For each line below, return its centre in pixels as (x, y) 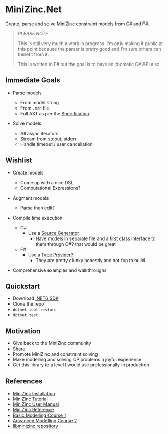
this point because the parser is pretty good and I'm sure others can (90, 49)
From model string (40, 102)
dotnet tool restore (34, 310)
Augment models (31, 198)
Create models (28, 172)
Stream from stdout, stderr (48, 139)
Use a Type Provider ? (51, 255)
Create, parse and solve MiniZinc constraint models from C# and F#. (77, 24)
